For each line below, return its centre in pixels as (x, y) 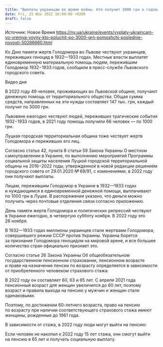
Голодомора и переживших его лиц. (43, 141)
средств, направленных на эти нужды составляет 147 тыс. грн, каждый (79, 102)
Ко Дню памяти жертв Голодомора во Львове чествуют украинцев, (76, 52)
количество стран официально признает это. (52, 246)
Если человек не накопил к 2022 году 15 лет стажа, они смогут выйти (78, 334)
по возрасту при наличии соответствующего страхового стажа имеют (78, 310)
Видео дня (16, 82)
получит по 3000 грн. (27, 107)
